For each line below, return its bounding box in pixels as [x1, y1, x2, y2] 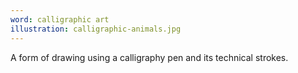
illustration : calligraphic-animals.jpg [10, 24, 182, 34]
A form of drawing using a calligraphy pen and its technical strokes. [10, 51, 289, 63]
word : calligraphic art [10, 14, 110, 25]
